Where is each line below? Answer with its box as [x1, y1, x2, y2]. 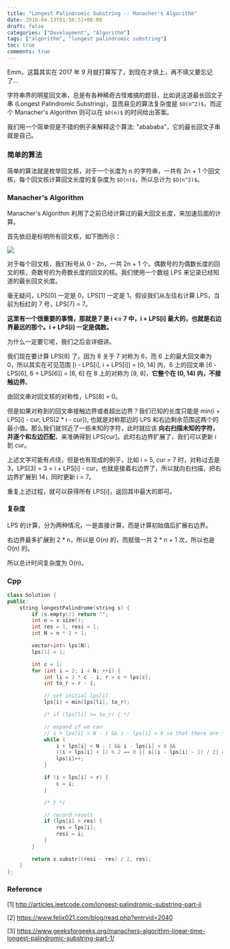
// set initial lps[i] [43, 692, 109, 699]
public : [7, 598, 29, 605]
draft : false [7, 23, 44, 29]
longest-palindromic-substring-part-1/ [7, 934, 115, 942]
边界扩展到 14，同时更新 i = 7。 [7, 473, 96, 481]
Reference [7, 885, 42, 894]
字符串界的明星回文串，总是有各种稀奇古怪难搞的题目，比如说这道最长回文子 [7, 90, 223, 99]
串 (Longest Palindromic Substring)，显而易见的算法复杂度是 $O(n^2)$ [7, 99, 204, 107]
